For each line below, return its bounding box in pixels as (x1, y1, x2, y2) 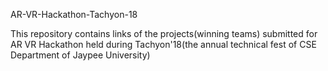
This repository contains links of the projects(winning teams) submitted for (10, 28, 318, 39)
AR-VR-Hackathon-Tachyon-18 (10, 9, 138, 20)
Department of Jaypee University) (10, 49, 151, 61)
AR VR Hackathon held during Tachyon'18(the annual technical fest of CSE (10, 39, 317, 50)
